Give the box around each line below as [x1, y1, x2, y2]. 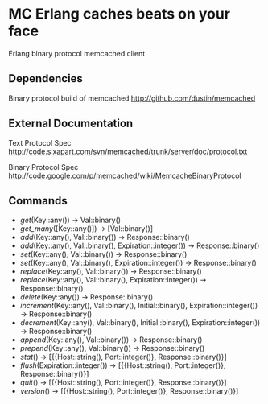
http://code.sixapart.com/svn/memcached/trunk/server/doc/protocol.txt [8, 146, 248, 156]
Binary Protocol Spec [8, 162, 79, 171]
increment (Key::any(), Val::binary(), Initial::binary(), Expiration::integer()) [19, 301, 258, 311]
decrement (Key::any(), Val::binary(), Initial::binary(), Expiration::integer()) [19, 318, 261, 328]
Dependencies [8, 72, 83, 85]
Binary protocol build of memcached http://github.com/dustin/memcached [8, 93, 256, 103]
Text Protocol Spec [8, 138, 72, 147]
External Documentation [8, 117, 134, 130]
